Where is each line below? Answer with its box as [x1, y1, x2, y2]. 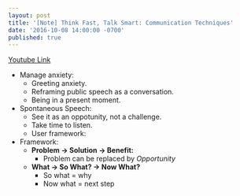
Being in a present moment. [31, 95, 121, 105]
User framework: [31, 129, 87, 139]
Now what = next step [42, 179, 115, 189]
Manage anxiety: [19, 70, 75, 80]
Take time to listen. [31, 120, 93, 130]
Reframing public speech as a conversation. [31, 87, 175, 97]
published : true [8, 33, 61, 42]
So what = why [42, 171, 92, 180]
